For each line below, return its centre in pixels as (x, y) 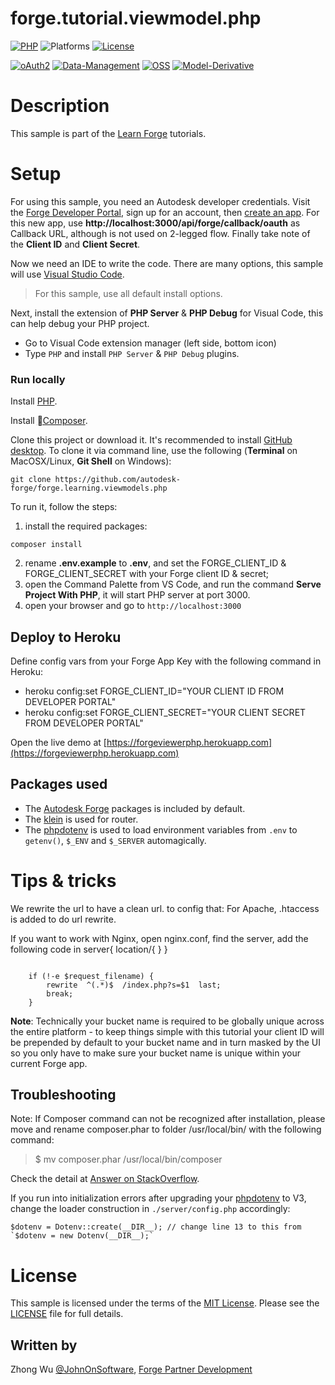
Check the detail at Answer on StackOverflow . (105, 1179)
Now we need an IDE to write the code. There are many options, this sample (167, 263)
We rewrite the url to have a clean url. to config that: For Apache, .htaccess (165, 908)
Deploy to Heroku (66, 637)
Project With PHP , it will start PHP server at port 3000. (137, 595)
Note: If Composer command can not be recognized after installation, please (168, 1119)
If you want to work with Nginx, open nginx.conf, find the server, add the (159, 938)
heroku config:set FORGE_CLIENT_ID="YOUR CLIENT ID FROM (154, 691)
